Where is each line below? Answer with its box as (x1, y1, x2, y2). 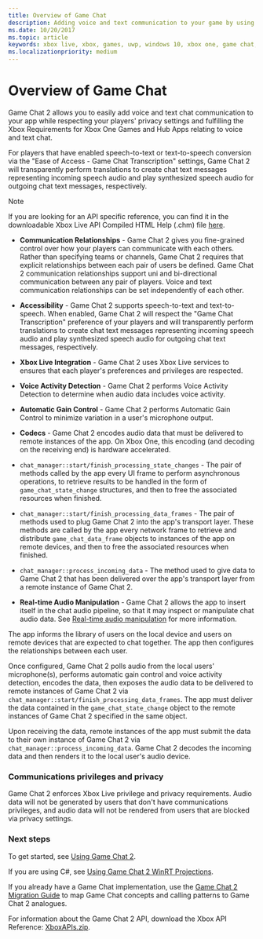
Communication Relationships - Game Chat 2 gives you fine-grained (19, 235, 245, 244)
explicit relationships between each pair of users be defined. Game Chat (19, 260, 254, 269)
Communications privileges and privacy (8, 771, 164, 782)
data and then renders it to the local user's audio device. (8, 751, 191, 761)
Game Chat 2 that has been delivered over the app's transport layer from (19, 574, 255, 583)
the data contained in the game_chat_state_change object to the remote (8, 703, 236, 712)
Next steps (8, 834, 51, 845)
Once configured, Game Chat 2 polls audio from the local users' (8, 661, 215, 670)
